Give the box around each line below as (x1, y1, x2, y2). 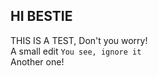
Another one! (10, 55, 65, 68)
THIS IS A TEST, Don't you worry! (10, 34, 148, 46)
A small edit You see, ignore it (10, 45, 142, 57)
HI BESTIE (10, 8, 73, 25)
